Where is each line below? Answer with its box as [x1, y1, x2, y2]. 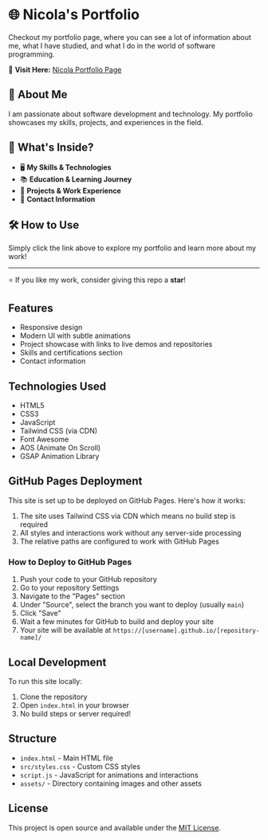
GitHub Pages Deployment [8, 474, 143, 488]
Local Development [8, 655, 107, 669]
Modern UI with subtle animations [19, 331, 132, 340]
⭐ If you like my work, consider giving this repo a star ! [8, 275, 186, 285]
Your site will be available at [19, 626, 112, 635]
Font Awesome [19, 434, 69, 444]
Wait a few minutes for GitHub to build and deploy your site [19, 617, 214, 626]
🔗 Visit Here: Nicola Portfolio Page [8, 65, 122, 74]
